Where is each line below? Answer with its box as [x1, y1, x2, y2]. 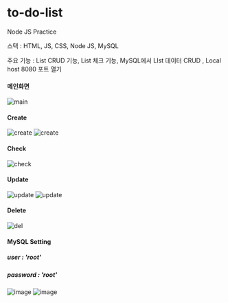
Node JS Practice [7, 27, 57, 36]
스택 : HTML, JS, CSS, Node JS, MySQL [7, 41, 119, 49]
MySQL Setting [7, 237, 52, 245]
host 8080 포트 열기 [7, 65, 62, 73]
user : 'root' [7, 253, 42, 262]
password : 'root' [7, 270, 58, 279]
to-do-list [7, 5, 63, 21]
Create [7, 113, 27, 122]
